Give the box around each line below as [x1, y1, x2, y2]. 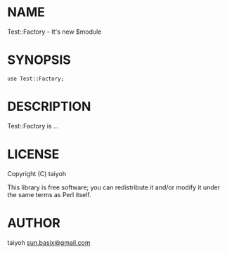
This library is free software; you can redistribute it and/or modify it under [7, 183, 221, 192]
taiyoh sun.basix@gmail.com [7, 238, 91, 246]
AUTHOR [7, 215, 61, 231]
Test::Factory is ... [7, 121, 59, 130]
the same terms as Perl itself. [7, 190, 91, 199]
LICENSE [7, 147, 60, 162]
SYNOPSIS [7, 52, 72, 68]
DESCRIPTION [7, 99, 91, 114]
